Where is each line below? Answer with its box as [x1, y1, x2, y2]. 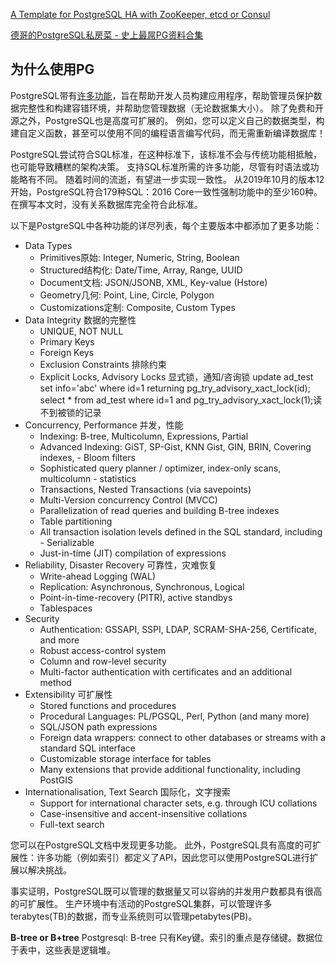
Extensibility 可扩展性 [24, 688, 113, 700]
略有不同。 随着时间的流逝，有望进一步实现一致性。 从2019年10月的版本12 [18, 173, 325, 185]
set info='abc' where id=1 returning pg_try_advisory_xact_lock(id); [39, 382, 311, 394]
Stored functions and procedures [39, 699, 177, 711]
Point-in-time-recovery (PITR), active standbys [39, 591, 233, 603]
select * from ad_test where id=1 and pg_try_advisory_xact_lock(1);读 [39, 394, 323, 406]
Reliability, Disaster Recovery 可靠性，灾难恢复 [24, 559, 218, 571]
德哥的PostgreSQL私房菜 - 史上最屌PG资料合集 [10, 29, 204, 41]
